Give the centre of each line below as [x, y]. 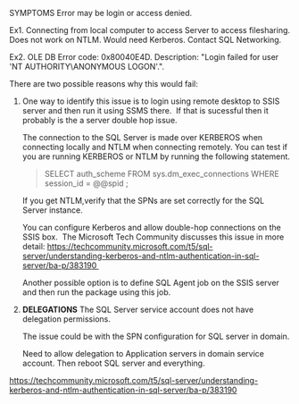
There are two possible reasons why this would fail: [104, 84]
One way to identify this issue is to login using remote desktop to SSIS [151, 101]
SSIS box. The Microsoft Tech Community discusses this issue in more [153, 237]
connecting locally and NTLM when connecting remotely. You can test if [155, 147]
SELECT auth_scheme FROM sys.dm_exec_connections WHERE [162, 174]
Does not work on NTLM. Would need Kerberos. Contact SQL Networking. [145, 40]
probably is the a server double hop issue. [100, 120]
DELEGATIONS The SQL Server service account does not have [138, 309]
